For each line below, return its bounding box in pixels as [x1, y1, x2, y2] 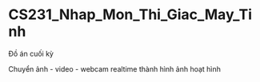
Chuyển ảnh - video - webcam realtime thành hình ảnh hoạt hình [8, 64, 222, 73]
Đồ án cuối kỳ [8, 49, 54, 58]
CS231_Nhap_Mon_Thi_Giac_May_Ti [8, 6, 253, 24]
